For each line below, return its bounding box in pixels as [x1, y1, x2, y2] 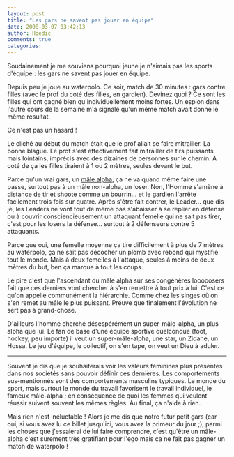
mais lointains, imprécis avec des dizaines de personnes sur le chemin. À [7, 154, 217, 163]
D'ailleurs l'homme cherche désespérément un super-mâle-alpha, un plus [7, 320, 219, 328]
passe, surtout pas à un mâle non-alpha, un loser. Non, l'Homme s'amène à [7, 183, 224, 190]
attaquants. [7, 227, 40, 235]
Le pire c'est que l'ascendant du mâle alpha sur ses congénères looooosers [7, 276, 225, 285]
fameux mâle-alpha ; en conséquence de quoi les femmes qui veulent [7, 391, 208, 400]
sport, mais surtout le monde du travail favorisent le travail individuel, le [7, 384, 212, 392]
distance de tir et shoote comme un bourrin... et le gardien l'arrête [7, 190, 196, 198]
